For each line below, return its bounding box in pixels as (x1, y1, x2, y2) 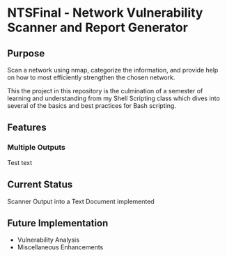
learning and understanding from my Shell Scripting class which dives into (7, 94, 221, 102)
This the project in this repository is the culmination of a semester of (7, 87, 203, 95)
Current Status (7, 179, 73, 191)
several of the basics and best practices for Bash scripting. (7, 102, 176, 109)
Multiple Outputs (7, 143, 66, 153)
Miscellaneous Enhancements (17, 243, 104, 251)
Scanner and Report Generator (7, 20, 188, 36)
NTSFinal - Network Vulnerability (7, 5, 203, 21)
